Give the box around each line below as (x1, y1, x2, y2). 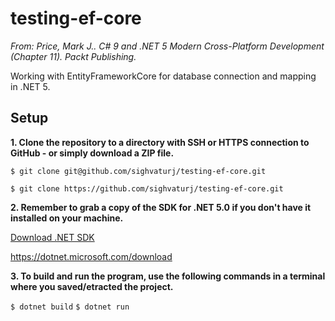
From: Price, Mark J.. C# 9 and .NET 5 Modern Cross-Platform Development (10, 40, 325, 52)
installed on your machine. (10, 212, 124, 224)
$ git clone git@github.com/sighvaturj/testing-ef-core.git (10, 166, 267, 176)
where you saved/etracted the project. (10, 280, 174, 292)
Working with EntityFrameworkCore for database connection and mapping (10, 70, 317, 82)
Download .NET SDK (10, 231, 95, 243)
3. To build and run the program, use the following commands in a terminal (10, 270, 326, 282)
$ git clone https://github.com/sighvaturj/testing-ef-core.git (10, 183, 284, 194)
